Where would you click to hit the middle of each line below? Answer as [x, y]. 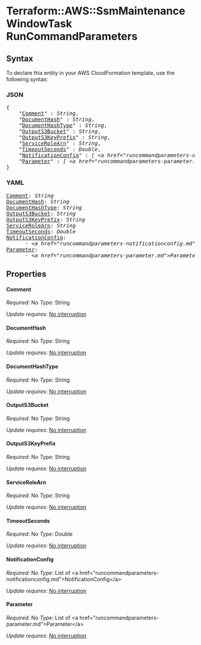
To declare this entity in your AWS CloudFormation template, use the [90, 73]
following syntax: [27, 79]
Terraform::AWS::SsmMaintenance [96, 11]
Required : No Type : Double [39, 534]
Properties [26, 274]
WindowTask [39, 24]
